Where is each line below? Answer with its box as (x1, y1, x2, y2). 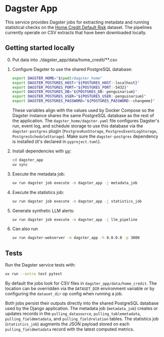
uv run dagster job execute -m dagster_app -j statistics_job (12, 199, 142, 204)
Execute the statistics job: (12, 189, 65, 195)
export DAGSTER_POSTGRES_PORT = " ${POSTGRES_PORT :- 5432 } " (12, 85, 129, 90)
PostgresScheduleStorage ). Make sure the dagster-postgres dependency (12, 133, 159, 139)
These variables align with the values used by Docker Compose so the (12, 107, 155, 113)
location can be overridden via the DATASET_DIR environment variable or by (5, 285, 155, 291)
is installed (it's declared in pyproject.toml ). (12, 139, 101, 144)
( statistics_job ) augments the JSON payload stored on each (5, 321, 130, 327)
